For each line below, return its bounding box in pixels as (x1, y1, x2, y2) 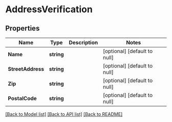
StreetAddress (8, 65, 45, 72)
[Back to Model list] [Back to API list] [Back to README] (5, 111, 123, 117)
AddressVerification (5, 4, 93, 15)
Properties (5, 24, 40, 33)
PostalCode (8, 95, 37, 102)
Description (69, 39, 98, 46)
